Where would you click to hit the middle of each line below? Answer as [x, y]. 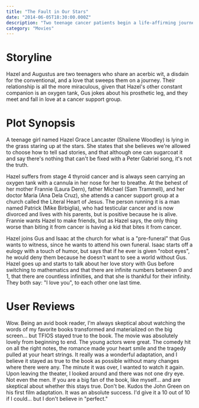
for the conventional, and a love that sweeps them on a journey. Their [91, 80]
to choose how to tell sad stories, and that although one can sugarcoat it [94, 153]
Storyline [29, 58]
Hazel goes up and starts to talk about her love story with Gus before [90, 264]
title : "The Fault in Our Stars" [47, 12]
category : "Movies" [30, 28]
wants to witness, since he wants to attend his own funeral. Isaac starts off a [99, 245]
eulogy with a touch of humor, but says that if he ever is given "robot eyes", [98, 251]
